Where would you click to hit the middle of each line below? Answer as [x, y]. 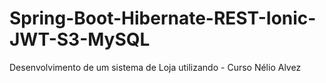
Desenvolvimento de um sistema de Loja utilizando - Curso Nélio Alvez [155, 67]
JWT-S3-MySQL [80, 39]
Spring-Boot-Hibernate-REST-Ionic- [163, 18]
